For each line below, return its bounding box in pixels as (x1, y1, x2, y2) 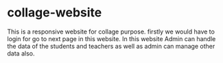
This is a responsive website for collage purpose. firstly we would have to (7, 27, 215, 36)
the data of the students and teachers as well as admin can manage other (7, 42, 215, 50)
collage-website (7, 5, 102, 21)
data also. (7, 49, 35, 58)
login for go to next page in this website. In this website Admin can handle (7, 34, 216, 42)
